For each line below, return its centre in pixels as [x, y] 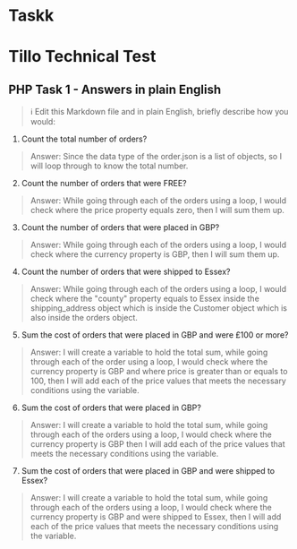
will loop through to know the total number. [109, 166]
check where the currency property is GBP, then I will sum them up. [155, 254]
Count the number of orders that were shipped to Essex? [126, 272]
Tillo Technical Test [82, 57]
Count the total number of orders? [84, 139]
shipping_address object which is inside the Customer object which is [159, 308]
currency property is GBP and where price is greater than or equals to [159, 372]
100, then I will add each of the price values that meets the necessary [158, 381]
